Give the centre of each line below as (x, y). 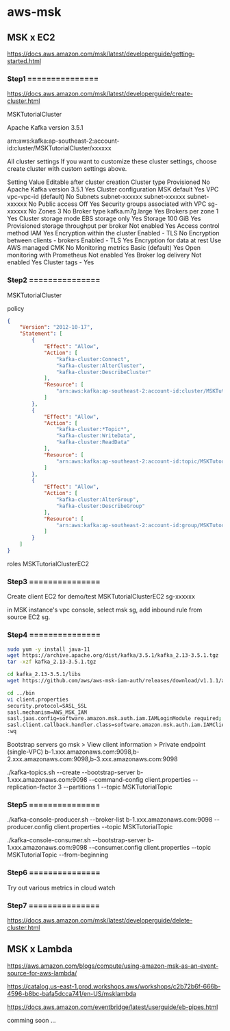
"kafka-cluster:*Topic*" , (93, 430)
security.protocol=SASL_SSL (47, 706)
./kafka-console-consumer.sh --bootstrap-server (76, 840)
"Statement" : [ (41, 334)
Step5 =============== (54, 804)
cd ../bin (21, 693)
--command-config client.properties (140, 780)
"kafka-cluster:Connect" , (93, 359)
